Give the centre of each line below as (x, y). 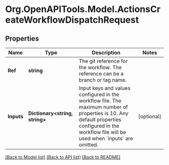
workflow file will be (102, 132)
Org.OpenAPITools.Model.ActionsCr (83, 9)
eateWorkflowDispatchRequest (72, 20)
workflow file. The (100, 101)
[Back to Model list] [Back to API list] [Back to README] (63, 157)
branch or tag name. (103, 80)
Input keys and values (105, 88)
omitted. (89, 145)
